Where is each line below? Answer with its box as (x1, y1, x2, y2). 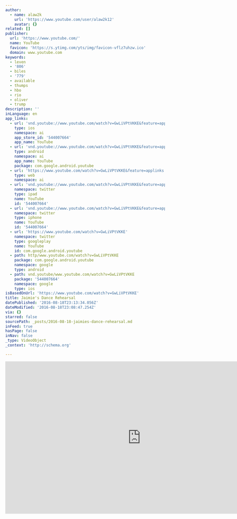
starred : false (5, 314, 37, 319)
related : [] (5, 26, 30, 31)
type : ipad (14, 191, 37, 197)
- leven (10, 59, 26, 64)
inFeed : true (5, 323, 33, 329)
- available (10, 78, 35, 83)
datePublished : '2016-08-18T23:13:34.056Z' (5, 300, 99, 305)
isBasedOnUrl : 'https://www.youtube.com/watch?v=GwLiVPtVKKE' (5, 290, 139, 296)
